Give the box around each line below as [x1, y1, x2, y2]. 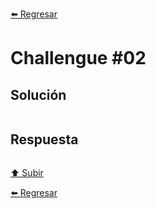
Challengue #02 [10, 47, 147, 70]
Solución [10, 86, 67, 103]
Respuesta [10, 131, 79, 148]
